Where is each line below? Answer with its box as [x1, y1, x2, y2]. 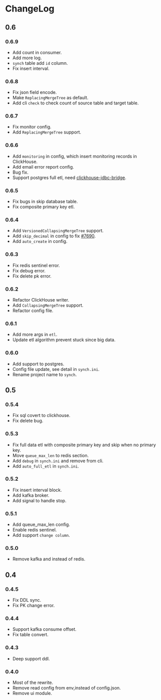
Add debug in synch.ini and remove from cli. [12, 458, 103, 464]
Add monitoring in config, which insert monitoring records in [12, 153, 137, 159]
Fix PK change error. [12, 603, 55, 609]
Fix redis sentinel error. [12, 262, 60, 268]
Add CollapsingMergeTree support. [12, 302, 83, 308]
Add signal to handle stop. [12, 497, 66, 503]
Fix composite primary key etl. [12, 204, 75, 210]
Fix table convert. [12, 632, 48, 638]
